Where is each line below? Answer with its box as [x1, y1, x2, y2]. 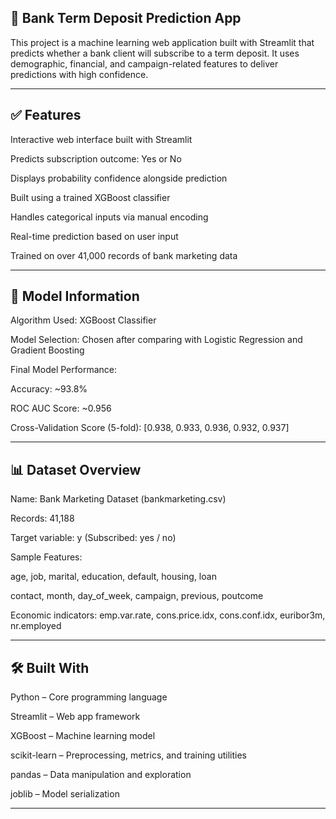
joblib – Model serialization [10, 788, 120, 800]
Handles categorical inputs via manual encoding [10, 211, 209, 223]
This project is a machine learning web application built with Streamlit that [10, 36, 315, 48]
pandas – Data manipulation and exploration [10, 769, 192, 781]
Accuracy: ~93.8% [10, 383, 88, 395]
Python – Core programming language [10, 691, 168, 703]
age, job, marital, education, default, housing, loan [10, 571, 217, 583]
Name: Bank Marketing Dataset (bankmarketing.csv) [10, 493, 227, 505]
